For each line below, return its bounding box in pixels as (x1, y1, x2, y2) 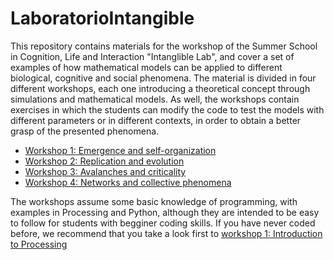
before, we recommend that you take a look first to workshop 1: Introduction (10, 227, 323, 239)
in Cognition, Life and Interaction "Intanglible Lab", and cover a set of (10, 50, 295, 62)
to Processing (10, 238, 68, 250)
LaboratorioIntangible (10, 7, 195, 30)
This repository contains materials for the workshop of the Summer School (10, 40, 318, 52)
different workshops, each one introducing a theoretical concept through (10, 82, 311, 94)
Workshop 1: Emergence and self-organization (24, 144, 217, 156)
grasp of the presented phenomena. (10, 125, 160, 137)
